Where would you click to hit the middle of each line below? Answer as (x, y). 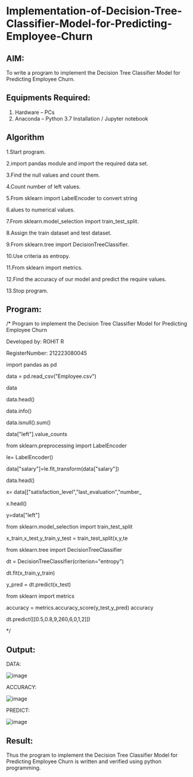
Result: (20, 741)
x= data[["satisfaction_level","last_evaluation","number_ (74, 492)
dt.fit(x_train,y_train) (31, 573)
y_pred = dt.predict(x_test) (39, 585)
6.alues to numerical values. (41, 210)
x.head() (16, 503)
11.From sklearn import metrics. (45, 268)
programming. (24, 768)
